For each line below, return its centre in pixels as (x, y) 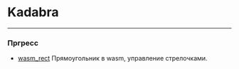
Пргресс (23, 43)
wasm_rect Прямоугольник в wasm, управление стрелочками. (112, 58)
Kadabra (33, 12)
